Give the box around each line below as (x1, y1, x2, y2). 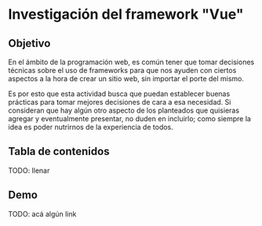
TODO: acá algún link (8, 209, 77, 218)
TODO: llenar (8, 166, 50, 175)
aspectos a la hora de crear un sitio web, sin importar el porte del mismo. (8, 74, 245, 83)
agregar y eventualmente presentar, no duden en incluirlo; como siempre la (8, 114, 251, 123)
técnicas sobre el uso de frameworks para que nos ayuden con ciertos (8, 66, 237, 75)
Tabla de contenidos (8, 145, 110, 158)
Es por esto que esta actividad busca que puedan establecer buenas (8, 89, 231, 99)
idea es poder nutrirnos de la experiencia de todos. (8, 123, 174, 131)
